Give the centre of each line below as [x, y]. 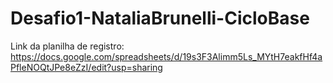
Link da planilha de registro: [67, 46]
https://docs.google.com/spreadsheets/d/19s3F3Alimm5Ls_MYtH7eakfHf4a [166, 56]
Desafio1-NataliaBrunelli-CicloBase [160, 18]
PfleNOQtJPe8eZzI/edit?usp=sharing [86, 67]
